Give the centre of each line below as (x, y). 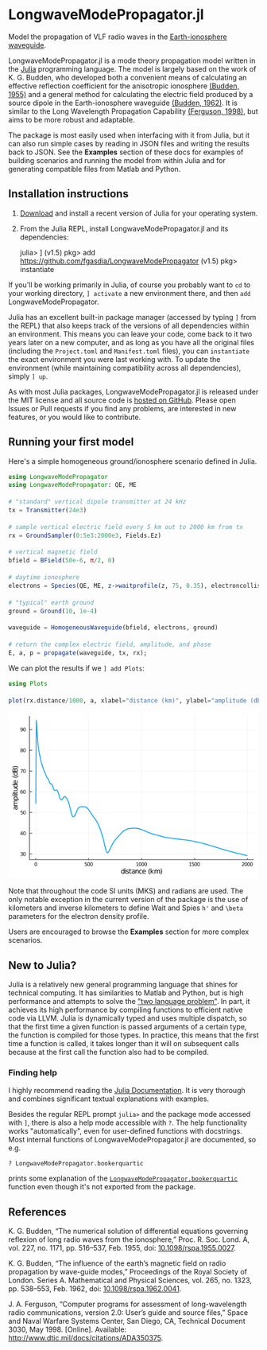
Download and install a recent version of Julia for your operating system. (139, 213)
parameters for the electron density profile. (79, 916)
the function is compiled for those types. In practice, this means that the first (133, 1035)
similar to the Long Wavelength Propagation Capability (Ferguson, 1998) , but (133, 111)
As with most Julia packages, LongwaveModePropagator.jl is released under (133, 391)
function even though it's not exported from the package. (102, 1187)
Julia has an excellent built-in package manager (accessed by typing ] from (132, 317)
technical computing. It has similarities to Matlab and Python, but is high (126, 993)
